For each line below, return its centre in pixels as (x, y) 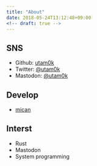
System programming (42, 156)
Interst (19, 129)
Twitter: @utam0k (38, 69)
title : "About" (26, 12)
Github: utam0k (34, 63)
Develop (22, 95)
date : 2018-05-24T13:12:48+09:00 (49, 18)
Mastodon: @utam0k (41, 76)
